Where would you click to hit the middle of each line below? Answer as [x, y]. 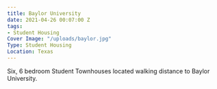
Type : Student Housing [39, 45]
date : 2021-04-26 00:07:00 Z [49, 20]
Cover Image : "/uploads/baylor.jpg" [59, 39]
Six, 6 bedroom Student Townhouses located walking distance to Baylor [108, 71]
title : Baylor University [44, 13]
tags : [15, 26]
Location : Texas [30, 52]
